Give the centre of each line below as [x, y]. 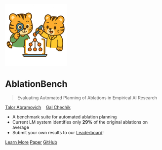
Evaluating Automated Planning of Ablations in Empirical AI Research [87, 98]
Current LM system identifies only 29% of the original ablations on [80, 122]
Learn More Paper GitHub [31, 142]
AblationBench [36, 84]
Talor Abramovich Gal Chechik [38, 107]
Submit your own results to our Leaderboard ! [58, 132]
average [21, 127]
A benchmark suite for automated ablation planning [64, 116]
